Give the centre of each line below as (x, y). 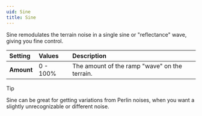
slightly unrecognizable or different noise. (58, 106)
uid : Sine (19, 12)
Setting (20, 56)
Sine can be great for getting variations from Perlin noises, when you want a (100, 100)
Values (49, 56)
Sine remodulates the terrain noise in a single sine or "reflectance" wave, (96, 34)
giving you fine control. (35, 41)
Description (89, 56)
